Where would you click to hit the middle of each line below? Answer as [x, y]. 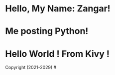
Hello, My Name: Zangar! [58, 9]
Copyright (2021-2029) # [31, 68]
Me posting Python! [47, 31]
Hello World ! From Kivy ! [57, 54]
